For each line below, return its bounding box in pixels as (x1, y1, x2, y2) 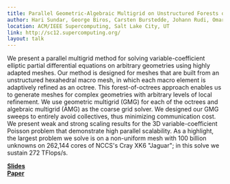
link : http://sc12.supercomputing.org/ (7, 29, 121, 36)
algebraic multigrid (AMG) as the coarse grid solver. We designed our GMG (7, 105, 219, 114)
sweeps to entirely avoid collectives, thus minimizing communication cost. (7, 112, 216, 120)
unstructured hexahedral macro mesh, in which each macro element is (7, 76, 206, 84)
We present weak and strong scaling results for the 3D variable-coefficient (7, 120, 218, 128)
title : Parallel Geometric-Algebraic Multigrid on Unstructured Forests (7, 10, 219, 17)
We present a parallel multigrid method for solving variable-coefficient (7, 54, 205, 62)
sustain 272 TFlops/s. (7, 148, 68, 157)
